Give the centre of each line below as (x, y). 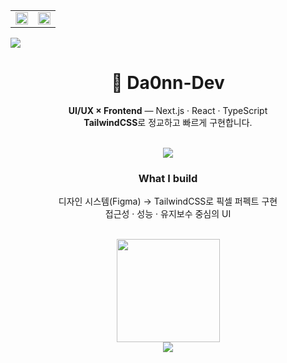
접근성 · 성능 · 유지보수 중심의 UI (168, 214)
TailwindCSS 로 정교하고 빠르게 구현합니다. (168, 122)
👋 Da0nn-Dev (168, 83)
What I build (168, 178)
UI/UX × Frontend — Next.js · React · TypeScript (168, 110)
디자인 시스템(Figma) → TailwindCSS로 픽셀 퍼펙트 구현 (168, 201)
